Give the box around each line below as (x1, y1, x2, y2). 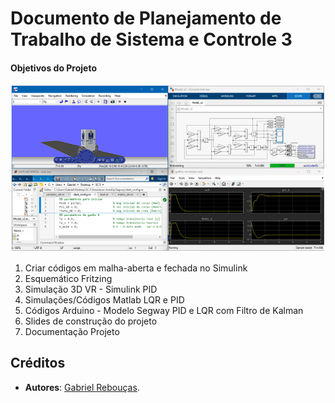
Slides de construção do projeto (24, 315, 158, 327)
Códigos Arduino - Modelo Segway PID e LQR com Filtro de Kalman (24, 304, 304, 316)
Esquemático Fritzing (24, 272, 113, 284)
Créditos (10, 355, 66, 372)
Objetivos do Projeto (10, 62, 98, 74)
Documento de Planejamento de (10, 7, 282, 30)
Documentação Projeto (24, 325, 120, 337)
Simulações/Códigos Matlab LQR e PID (24, 293, 185, 306)
